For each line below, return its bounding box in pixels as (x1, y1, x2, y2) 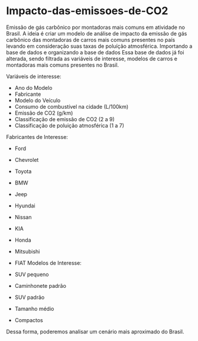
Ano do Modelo (14, 84, 53, 91)
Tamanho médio (14, 305, 54, 312)
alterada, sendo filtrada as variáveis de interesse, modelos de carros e (6, 55, 177, 62)
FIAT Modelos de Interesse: (14, 259, 82, 267)
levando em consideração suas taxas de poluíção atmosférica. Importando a (6, 43, 193, 50)
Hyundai (14, 202, 35, 209)
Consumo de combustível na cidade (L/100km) (14, 103, 129, 110)
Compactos (14, 316, 43, 323)
